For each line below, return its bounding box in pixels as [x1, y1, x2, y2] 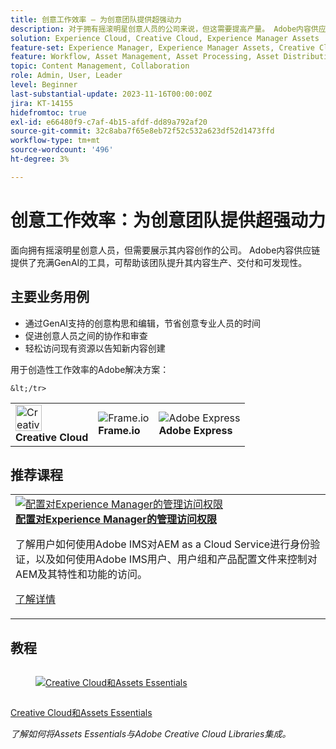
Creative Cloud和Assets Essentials [10, 707, 153, 719]
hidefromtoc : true [10, 107, 87, 118]
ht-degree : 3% [10, 154, 70, 164]
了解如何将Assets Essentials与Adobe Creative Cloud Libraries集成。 [10, 728, 292, 740]
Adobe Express [158, 423, 233, 437]
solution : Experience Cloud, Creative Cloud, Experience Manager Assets [10, 33, 320, 43]
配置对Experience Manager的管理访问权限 [15, 512, 217, 526]
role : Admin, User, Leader [10, 71, 123, 81]
